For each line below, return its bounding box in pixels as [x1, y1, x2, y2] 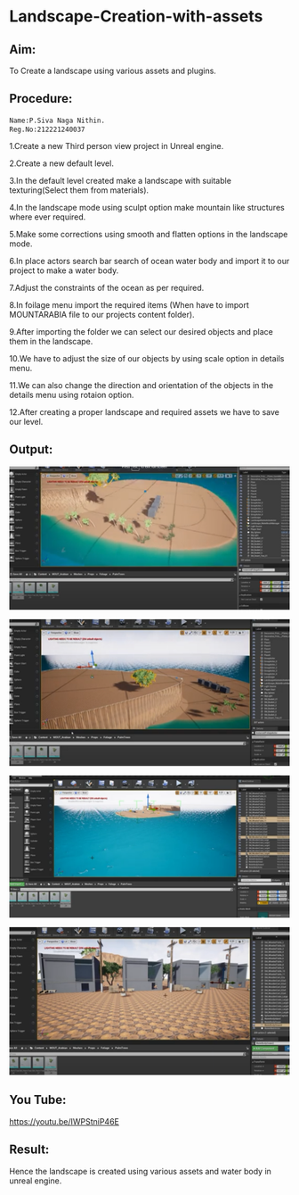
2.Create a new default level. [9, 158, 114, 169]
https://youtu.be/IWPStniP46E [9, 1116, 120, 1126]
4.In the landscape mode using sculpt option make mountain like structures [9, 202, 285, 212]
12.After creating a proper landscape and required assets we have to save [9, 406, 280, 417]
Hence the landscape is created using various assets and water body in [9, 1166, 271, 1176]
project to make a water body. [9, 265, 119, 276]
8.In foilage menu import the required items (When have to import [9, 299, 249, 310]
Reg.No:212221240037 [9, 125, 86, 134]
